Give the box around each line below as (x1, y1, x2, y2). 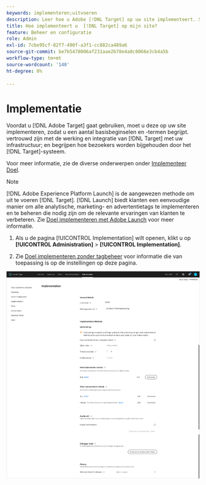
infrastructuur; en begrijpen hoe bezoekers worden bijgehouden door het (6, 141, 191, 149)
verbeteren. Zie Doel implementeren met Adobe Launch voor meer (6, 216, 175, 224)
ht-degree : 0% (6, 68, 43, 74)
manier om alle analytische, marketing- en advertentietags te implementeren (6, 203, 199, 211)
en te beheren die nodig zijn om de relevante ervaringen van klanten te (6, 209, 185, 217)
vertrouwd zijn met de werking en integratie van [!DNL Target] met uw (6, 135, 183, 142)
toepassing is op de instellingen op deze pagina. (15, 259, 138, 266)
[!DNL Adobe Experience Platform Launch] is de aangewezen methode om (6, 190, 194, 197)
